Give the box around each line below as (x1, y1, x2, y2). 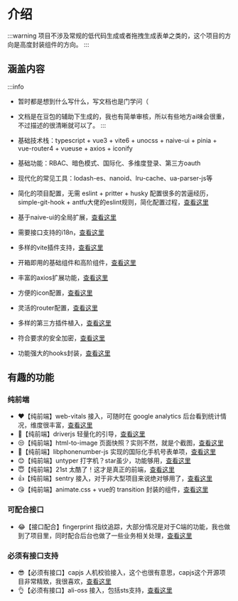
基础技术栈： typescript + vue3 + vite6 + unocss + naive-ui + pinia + (17, 136, 217, 144)
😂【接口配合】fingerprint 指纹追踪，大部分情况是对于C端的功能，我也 (17, 522, 225, 531)
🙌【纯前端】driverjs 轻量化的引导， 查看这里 (17, 430, 146, 438)
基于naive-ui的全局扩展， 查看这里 (17, 212, 117, 221)
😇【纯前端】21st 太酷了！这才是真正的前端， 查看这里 (17, 465, 175, 474)
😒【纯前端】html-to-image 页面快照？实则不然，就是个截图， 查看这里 (17, 438, 224, 448)
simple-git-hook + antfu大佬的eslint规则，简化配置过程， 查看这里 (17, 197, 210, 206)
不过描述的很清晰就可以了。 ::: (17, 121, 107, 129)
